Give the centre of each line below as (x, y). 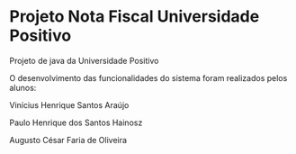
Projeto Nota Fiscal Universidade (135, 17)
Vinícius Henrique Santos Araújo (69, 104)
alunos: (23, 87)
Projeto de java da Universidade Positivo (84, 60)
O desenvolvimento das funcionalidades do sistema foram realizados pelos (148, 77)
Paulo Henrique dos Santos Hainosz (76, 122)
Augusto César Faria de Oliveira (68, 140)
